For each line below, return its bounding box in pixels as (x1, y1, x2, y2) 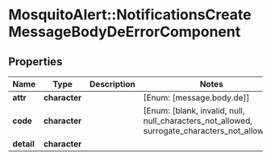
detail (12, 138, 35, 150)
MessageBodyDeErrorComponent (8, 23, 241, 41)
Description (90, 79, 135, 89)
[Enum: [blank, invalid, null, (143, 105, 245, 116)
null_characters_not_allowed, (143, 115, 252, 126)
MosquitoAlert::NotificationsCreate (8, 6, 252, 24)
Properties (8, 55, 63, 68)
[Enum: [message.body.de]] (143, 92, 250, 103)
